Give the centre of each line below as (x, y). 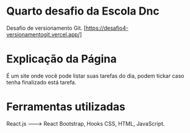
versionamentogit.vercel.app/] (44, 34)
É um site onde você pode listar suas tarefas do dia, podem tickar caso (95, 76)
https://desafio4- (107, 28)
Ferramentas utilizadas (66, 107)
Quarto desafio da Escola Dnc (83, 11)
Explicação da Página (62, 59)
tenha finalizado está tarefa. (41, 82)
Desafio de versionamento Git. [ (46, 28)
